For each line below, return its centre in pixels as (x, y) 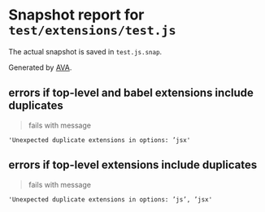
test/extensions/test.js (92, 30)
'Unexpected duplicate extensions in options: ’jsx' (100, 140)
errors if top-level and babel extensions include (131, 93)
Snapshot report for (76, 15)
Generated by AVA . (40, 67)
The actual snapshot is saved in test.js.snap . (85, 51)
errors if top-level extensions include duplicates (133, 165)
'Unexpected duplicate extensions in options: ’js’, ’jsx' (111, 199)
